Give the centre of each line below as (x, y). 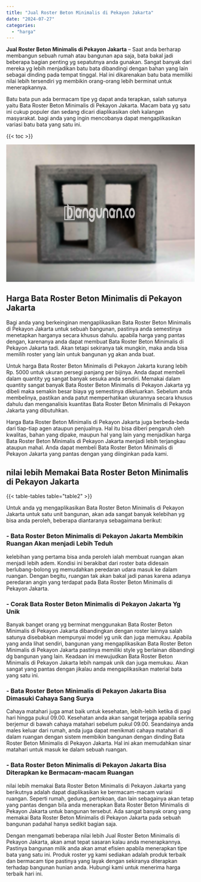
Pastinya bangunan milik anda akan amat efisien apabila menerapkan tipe (97, 848)
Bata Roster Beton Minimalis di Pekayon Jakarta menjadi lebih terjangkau (96, 441)
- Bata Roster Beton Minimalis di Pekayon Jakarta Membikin (95, 536)
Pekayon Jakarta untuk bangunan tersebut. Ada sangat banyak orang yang (99, 811)
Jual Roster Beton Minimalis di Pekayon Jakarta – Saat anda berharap (94, 49)
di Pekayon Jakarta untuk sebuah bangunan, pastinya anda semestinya (94, 329)
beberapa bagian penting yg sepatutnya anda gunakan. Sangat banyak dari (99, 62)
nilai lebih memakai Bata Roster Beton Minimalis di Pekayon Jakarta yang (96, 786)
